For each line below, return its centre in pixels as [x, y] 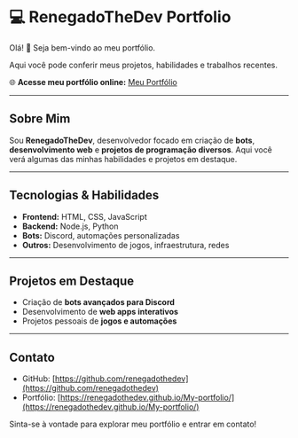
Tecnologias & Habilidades [84, 196]
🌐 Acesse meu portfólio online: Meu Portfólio [93, 82]
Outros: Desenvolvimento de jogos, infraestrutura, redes [125, 245]
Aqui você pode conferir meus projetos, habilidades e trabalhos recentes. [143, 65]
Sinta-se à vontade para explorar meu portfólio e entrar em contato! [133, 424]
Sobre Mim [40, 119]
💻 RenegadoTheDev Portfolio [120, 17]
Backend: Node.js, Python [70, 226]
